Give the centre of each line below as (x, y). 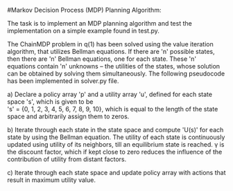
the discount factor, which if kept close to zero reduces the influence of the (115, 152)
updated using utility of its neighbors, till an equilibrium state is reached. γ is (116, 144)
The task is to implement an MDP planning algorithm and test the (100, 23)
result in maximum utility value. (51, 180)
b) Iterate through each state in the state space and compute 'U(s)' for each (115, 130)
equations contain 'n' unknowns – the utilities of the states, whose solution (114, 66)
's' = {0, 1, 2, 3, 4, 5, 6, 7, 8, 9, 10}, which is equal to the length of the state (113, 109)
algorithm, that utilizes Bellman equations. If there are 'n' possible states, (111, 52)
